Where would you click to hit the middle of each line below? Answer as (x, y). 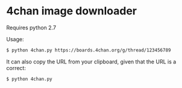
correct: (16, 68)
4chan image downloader (72, 11)
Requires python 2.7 (31, 28)
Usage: (15, 39)
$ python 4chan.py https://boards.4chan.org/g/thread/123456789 (89, 50)
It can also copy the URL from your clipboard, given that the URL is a (91, 62)
